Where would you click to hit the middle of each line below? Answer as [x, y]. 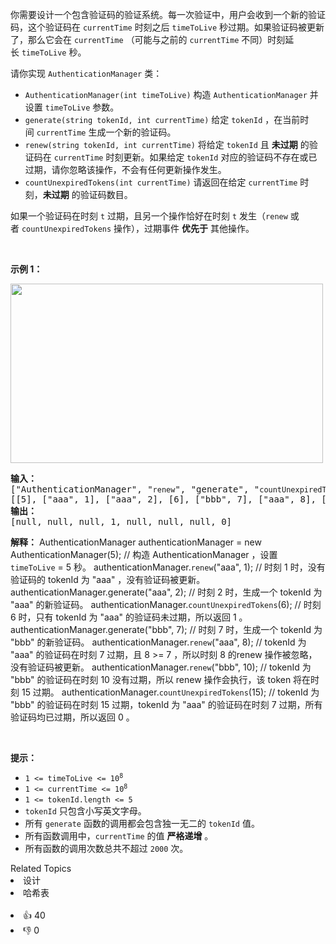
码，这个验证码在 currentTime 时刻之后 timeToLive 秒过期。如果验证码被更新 [167, 27]
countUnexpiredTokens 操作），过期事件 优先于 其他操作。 [138, 228]
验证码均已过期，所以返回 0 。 [72, 717]
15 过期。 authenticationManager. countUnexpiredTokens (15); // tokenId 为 [170, 692]
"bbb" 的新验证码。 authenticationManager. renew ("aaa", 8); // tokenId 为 [158, 642]
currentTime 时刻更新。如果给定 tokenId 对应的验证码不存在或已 [185, 157]
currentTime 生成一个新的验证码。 [106, 132]
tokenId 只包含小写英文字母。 [85, 811]
